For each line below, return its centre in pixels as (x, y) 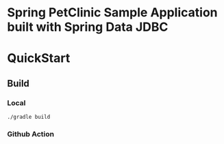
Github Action (31, 134)
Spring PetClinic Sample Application (112, 13)
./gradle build (29, 117)
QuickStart (39, 58)
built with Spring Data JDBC (88, 27)
